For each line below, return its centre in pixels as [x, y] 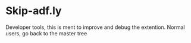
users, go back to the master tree [46, 33]
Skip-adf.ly [34, 11]
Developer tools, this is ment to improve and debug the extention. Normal [95, 27]
